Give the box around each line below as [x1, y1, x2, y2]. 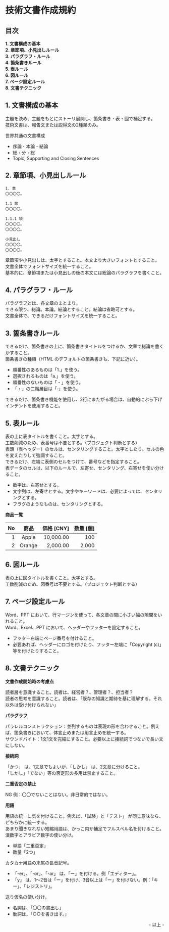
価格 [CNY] [42, 525, 70, 532]
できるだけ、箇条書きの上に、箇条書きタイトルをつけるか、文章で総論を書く [5, 343, 164, 349]
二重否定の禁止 [5, 780, 36, 786]
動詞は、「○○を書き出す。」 [12, 911, 69, 917]
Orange [20, 542, 38, 549]
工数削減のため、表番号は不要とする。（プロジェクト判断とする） [5, 440, 140, 446]
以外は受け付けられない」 [5, 702, 59, 708]
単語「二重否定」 [12, 843, 48, 849]
